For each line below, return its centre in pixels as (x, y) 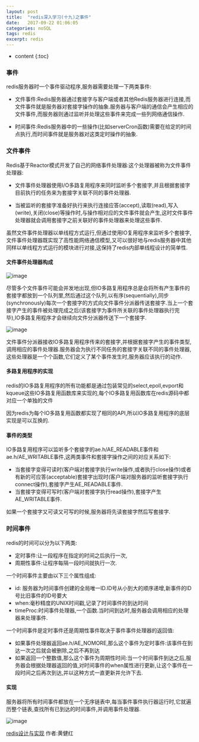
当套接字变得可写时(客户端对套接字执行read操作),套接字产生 (88, 492)
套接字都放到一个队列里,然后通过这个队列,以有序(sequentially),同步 (88, 295)
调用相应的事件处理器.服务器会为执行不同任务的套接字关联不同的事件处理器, (99, 349)
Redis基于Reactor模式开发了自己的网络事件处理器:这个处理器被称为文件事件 (99, 165)
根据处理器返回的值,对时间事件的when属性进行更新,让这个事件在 (109, 665)
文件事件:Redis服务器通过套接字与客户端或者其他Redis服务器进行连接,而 (103, 99)
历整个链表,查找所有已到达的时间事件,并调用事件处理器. (74, 709)
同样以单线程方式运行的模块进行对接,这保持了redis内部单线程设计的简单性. (97, 248)
